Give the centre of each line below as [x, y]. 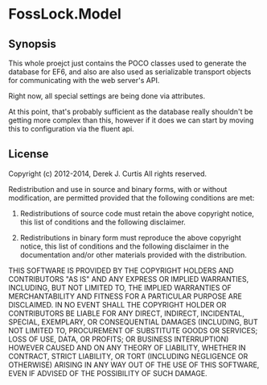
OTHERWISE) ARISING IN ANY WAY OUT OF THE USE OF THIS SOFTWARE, [134, 365]
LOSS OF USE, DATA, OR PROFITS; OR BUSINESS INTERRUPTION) [119, 339]
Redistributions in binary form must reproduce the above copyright [130, 237]
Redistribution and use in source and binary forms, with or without [118, 189]
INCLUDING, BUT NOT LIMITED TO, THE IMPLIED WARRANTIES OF [120, 287]
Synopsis [32, 44]
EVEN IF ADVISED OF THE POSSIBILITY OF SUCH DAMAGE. [108, 373]
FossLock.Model [65, 14]
